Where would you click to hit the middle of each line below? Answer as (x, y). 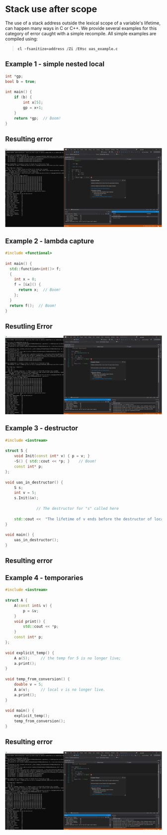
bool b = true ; (21, 81)
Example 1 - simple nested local (55, 64)
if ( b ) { (23, 97)
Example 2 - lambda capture (50, 241)
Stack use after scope (51, 9)
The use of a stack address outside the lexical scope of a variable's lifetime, (83, 23)
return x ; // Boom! (40, 290)
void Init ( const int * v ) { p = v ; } (52, 456)
